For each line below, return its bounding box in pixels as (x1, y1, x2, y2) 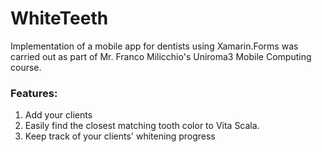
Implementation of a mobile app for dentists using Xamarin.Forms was (10, 40, 299, 52)
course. (10, 61, 42, 73)
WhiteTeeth (10, 7, 109, 30)
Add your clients (24, 109, 93, 121)
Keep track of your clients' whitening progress (24, 130, 216, 142)
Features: (10, 86, 58, 100)
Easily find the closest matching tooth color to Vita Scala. (24, 120, 260, 132)
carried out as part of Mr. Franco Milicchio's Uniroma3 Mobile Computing (10, 50, 312, 62)
